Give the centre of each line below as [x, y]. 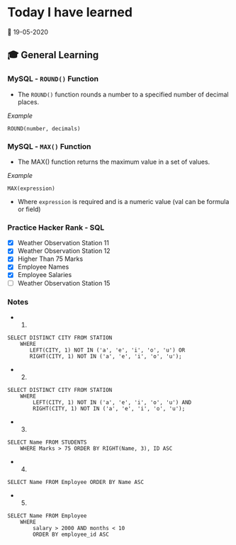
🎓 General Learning [53, 55]
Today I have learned [70, 12]
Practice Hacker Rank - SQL [56, 227]
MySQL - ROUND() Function [53, 79]
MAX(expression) [31, 189]
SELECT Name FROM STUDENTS [47, 442]
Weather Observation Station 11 [63, 243]
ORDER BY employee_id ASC [71, 534]
